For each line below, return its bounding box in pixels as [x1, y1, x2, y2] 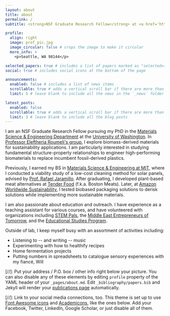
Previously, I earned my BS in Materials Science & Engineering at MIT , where [5, 165, 165, 171]
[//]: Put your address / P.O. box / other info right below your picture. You [5, 268, 157, 275]
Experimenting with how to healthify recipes [12, 243, 105, 249]
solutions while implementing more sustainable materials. [5, 192, 125, 198]
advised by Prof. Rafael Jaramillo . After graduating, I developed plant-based [5, 175, 163, 182]
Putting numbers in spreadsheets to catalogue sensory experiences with [12, 253, 164, 259]
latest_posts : [5, 100, 35, 105]
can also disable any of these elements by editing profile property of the [5, 274, 158, 280]
